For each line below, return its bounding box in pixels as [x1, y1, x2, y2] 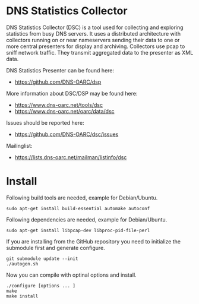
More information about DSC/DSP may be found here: [6, 90, 138, 97]
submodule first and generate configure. [6, 244, 105, 251]
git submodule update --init [6, 255, 78, 262]
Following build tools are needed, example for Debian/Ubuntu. [6, 194, 158, 201]
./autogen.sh [6, 261, 39, 267]
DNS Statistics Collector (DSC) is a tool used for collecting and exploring [6, 24, 184, 31]
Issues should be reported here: [6, 119, 84, 126]
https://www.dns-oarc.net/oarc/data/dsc [14, 107, 115, 115]
